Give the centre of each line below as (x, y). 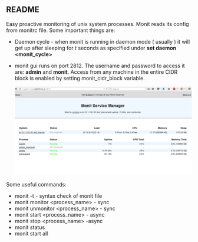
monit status (30, 227)
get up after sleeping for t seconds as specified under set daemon (95, 48)
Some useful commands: (36, 184)
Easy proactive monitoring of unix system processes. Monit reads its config (98, 24)
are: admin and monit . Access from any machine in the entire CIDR (96, 72)
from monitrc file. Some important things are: (61, 30)
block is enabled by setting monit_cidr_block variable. (80, 78)
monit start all (31, 233)
